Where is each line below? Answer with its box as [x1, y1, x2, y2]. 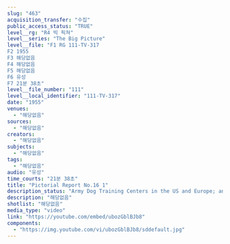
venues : [7, 105, 29, 112]
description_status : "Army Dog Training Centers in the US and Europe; [7, 188, 216, 195]
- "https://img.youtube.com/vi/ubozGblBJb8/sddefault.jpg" [13, 226, 186, 233]
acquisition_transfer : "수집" [7, 16, 90, 23]
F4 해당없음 [7, 61, 36, 68]
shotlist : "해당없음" [7, 201, 63, 208]
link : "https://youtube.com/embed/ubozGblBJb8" [7, 213, 146, 220]
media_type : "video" [7, 207, 66, 214]
